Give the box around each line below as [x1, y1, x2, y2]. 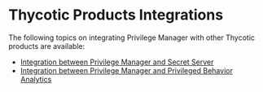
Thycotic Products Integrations [8, 6, 224, 24]
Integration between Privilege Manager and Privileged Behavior [20, 65, 234, 75]
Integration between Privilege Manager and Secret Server [20, 57, 214, 67]
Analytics [20, 74, 52, 84]
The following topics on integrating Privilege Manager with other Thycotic [8, 33, 255, 42]
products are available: [8, 41, 85, 50]
